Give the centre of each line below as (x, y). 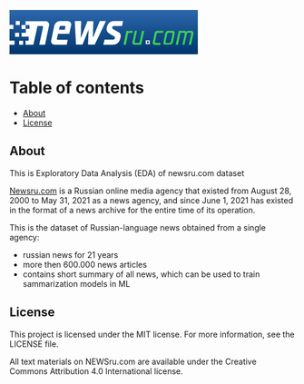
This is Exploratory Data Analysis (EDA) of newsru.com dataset (127, 172)
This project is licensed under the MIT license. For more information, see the (152, 334)
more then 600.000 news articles (85, 264)
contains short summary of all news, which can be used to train (141, 274)
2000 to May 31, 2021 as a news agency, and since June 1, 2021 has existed (152, 200)
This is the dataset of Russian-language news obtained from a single (137, 227)
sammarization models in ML (76, 283)
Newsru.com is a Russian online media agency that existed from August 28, (151, 191)
